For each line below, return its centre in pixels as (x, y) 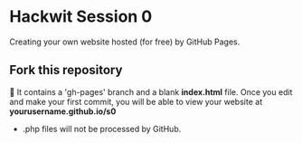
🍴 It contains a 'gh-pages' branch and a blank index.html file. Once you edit (151, 91)
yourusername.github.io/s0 (63, 111)
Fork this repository (66, 70)
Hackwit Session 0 (81, 17)
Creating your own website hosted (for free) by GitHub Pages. (125, 42)
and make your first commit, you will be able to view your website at (136, 101)
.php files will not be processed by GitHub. (102, 129)
